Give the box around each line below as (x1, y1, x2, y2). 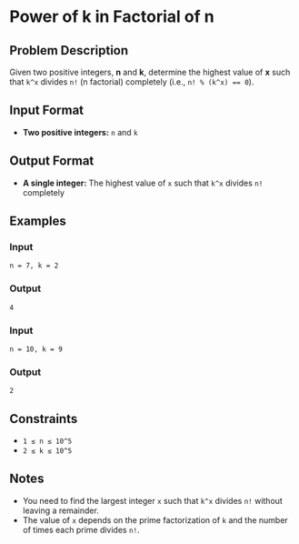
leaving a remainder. (22, 505, 100, 516)
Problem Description (9, 43, 129, 58)
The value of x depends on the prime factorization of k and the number (22, 514, 288, 525)
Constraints (9, 411, 78, 427)
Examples (9, 214, 66, 229)
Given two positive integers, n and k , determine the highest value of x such (9, 66, 291, 77)
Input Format (9, 103, 85, 118)
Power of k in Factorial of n (9, 6, 215, 27)
